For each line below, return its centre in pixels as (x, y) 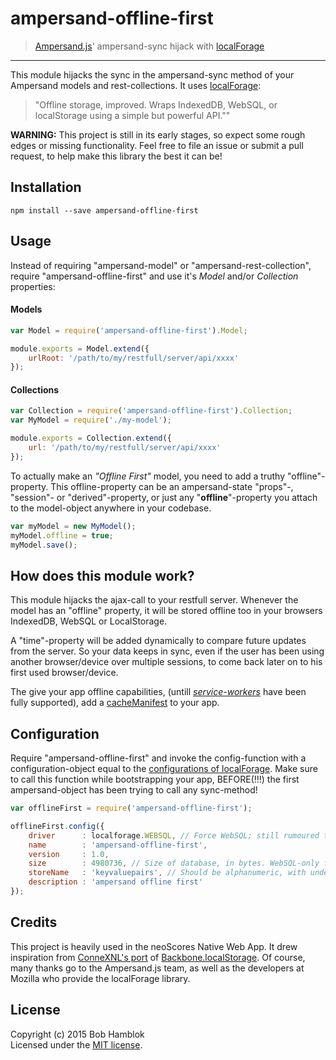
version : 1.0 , (69, 854)
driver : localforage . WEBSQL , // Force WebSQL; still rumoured (174, 835)
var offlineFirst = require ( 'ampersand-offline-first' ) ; (131, 808)
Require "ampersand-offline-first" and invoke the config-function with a (158, 758)
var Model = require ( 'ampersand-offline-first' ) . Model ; (129, 330)
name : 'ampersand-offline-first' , (118, 845)
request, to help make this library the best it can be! (116, 156)
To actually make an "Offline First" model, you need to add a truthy (147, 476)
